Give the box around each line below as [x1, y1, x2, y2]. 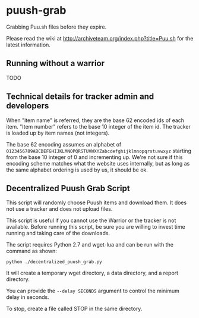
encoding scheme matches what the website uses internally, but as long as [6, 160, 190, 167]
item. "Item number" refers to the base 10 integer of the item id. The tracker [6, 123, 191, 130]
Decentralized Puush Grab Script [6, 183, 130, 194]
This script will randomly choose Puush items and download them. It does [6, 199, 187, 206]
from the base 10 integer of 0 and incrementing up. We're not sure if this [6, 153, 183, 161]
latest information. [6, 41, 50, 48]
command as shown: [6, 248, 58, 255]
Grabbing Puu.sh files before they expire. [6, 23, 107, 30]
